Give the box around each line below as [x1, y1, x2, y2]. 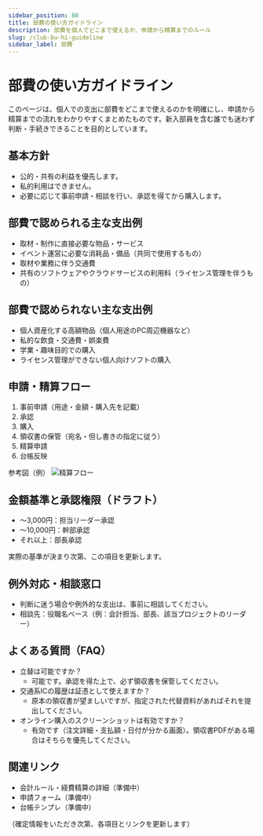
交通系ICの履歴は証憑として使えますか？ [19, 686, 151, 695]
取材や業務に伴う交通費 [19, 258, 96, 268]
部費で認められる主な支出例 [8, 217, 143, 230]
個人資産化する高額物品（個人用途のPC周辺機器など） [19, 325, 195, 334]
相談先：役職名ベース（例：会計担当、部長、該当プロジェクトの [19, 609, 226, 619]
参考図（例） [8, 468, 49, 477]
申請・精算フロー [8, 380, 91, 393]
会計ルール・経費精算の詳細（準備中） [19, 783, 144, 792]
